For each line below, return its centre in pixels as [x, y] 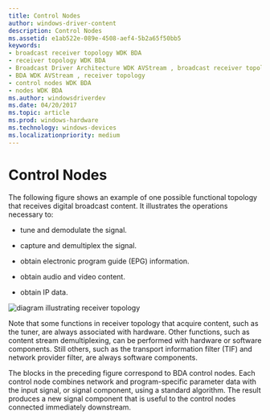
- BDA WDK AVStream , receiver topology [77, 75]
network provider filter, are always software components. [103, 357]
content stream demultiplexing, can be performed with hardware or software [135, 340]
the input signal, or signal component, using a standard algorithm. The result [135, 389]
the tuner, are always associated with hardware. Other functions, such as [129, 332]
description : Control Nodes [55, 31]
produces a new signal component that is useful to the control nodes [122, 398]
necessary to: [31, 214]
